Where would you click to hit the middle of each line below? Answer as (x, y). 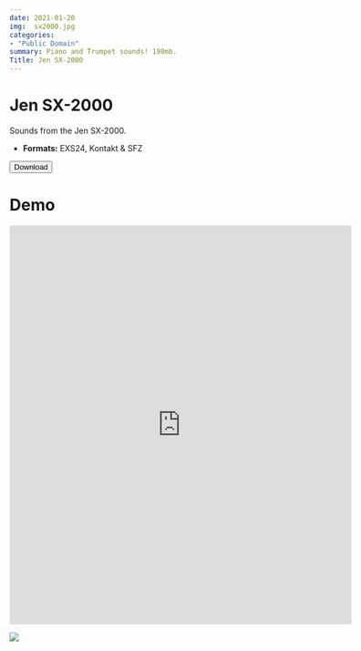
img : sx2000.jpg (42, 26)
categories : (32, 35)
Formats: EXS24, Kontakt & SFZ (83, 148)
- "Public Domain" (44, 43)
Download (31, 166)
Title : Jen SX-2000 (46, 60)
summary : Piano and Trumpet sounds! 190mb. (93, 52)
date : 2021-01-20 (42, 18)
